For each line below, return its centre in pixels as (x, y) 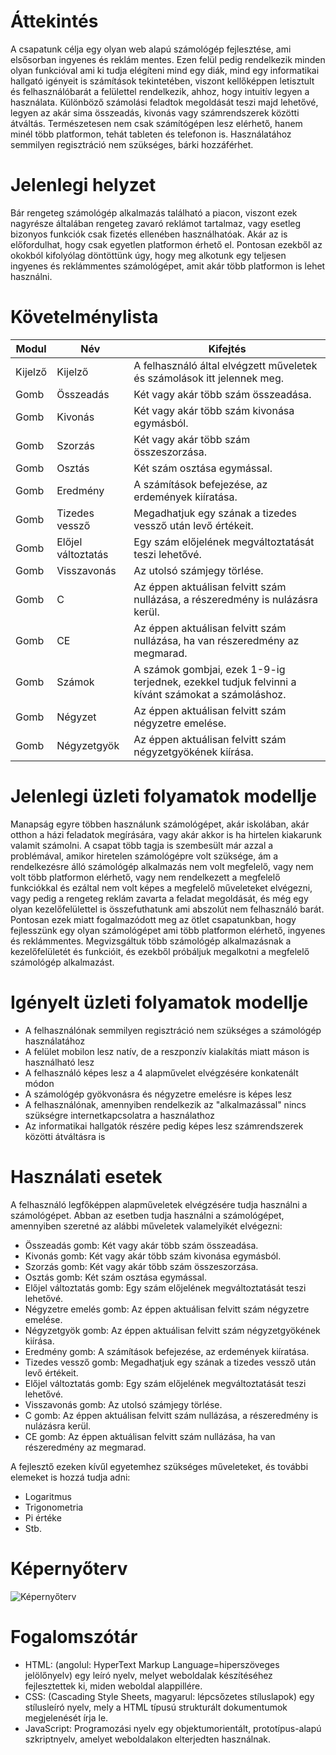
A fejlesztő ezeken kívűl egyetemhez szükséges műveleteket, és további (159, 1466)
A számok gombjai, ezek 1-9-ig (209, 669)
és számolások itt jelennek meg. (209, 378)
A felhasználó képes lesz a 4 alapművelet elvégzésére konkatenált (161, 1072)
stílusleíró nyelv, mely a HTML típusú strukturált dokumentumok (156, 1707)
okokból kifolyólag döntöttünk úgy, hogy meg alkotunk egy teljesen (148, 255)
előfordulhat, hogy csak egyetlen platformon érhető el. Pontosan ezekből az (166, 244)
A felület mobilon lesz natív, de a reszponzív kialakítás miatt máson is (167, 1051)
